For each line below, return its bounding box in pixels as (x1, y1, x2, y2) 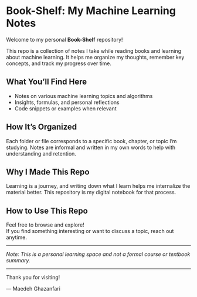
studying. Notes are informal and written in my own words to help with (6, 144, 176, 151)
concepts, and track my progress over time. (6, 60, 112, 67)
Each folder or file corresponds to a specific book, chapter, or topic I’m (6, 137, 177, 144)
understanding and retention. (6, 150, 76, 157)
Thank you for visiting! (6, 274, 60, 281)
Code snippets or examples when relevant (14, 104, 117, 112)
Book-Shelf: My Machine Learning (6, 4, 176, 18)
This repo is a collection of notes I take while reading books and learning (6, 47, 182, 54)
